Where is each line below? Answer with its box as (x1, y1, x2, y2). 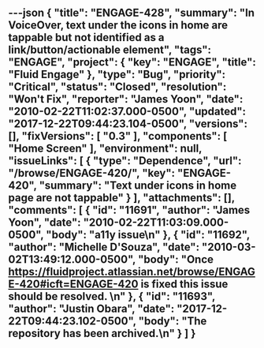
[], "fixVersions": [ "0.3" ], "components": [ (8, 129, 228, 143)
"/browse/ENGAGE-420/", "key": (8, 167, 176, 180)
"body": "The (138, 315, 207, 328)
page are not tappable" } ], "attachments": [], (8, 191, 235, 204)
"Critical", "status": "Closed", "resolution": (8, 80, 227, 94)
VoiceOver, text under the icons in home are (8, 19, 229, 32)
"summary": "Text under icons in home (39, 179, 237, 193)
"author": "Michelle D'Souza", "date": (8, 241, 199, 254)
